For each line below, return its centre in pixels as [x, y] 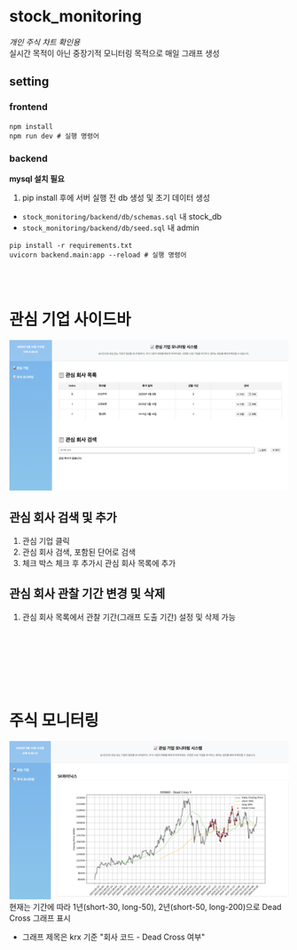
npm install [31, 126]
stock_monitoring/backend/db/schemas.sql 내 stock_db [122, 216]
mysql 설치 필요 [37, 179]
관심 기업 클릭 [46, 540]
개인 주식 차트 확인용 [45, 42]
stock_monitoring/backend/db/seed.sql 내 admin [110, 228]
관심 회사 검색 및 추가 [63, 518]
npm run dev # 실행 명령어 [55, 136]
